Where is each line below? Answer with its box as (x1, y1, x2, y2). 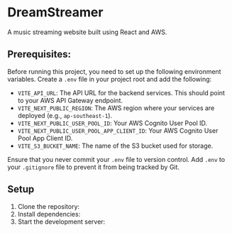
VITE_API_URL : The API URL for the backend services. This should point (17, 88, 226, 97)
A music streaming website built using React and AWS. (7, 28, 167, 36)
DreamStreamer (7, 4, 104, 21)
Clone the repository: (17, 202, 80, 210)
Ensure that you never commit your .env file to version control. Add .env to (7, 155, 226, 163)
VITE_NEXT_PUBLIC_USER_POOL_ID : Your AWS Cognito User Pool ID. (17, 119, 208, 127)
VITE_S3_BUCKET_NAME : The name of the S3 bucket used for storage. (17, 141, 214, 150)
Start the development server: (17, 217, 106, 226)
